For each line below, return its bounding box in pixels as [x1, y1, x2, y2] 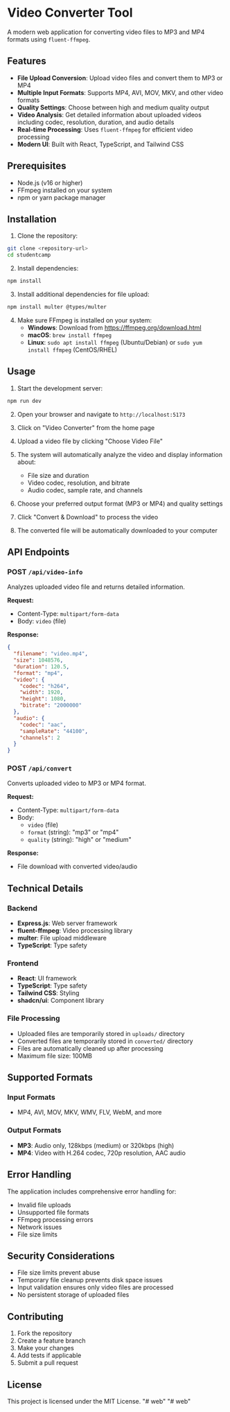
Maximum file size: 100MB [17, 1051, 92, 1060]
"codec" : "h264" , [19, 682, 70, 689]
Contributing [7, 1311, 64, 1323]
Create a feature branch [17, 1336, 86, 1345]
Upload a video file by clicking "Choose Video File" [17, 437, 163, 445]
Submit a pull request [17, 1359, 78, 1367]
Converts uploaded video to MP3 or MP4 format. [7, 779, 147, 788]
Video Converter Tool [7, 5, 133, 21]
